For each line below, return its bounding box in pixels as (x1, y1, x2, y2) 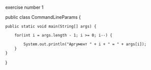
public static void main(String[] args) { (5, 24, 97, 29)
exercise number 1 (5, 5, 44, 10)
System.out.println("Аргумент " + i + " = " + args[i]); (23, 42, 146, 47)
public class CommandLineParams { (5, 14, 81, 20)
